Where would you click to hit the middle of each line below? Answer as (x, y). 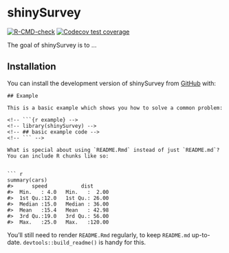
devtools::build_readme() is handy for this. (85, 242)
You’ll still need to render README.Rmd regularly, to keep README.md (99, 234)
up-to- (201, 234)
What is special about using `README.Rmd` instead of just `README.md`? (113, 150)
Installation (32, 67)
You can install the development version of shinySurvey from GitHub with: (112, 83)
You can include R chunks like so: (58, 156)
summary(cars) (28, 180)
